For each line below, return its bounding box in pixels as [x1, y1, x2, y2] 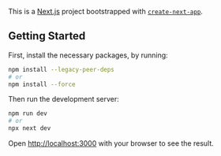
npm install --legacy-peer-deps [8, 65, 114, 73]
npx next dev [8, 124, 51, 132]
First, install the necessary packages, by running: [8, 50, 168, 60]
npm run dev [8, 110, 47, 117]
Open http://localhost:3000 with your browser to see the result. [8, 139, 215, 148]
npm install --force [8, 80, 77, 88]
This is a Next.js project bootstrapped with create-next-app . [8, 7, 204, 16]
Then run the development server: [8, 95, 120, 104]
